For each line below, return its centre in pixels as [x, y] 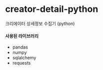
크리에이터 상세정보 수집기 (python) [40, 23]
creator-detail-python [52, 9]
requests [21, 63]
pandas [20, 47]
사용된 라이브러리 [22, 36]
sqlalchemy [24, 58]
